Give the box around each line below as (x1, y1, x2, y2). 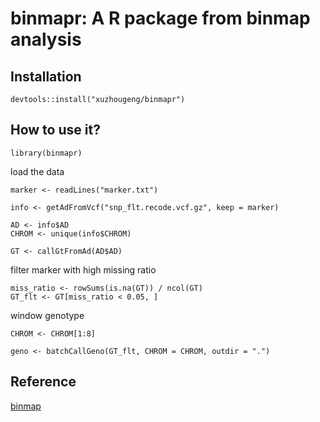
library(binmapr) (10, 148, 83, 158)
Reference (10, 373, 77, 391)
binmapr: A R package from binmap (10, 7, 311, 30)
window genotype (10, 309, 85, 321)
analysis (10, 28, 82, 51)
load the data (10, 165, 65, 177)
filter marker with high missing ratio (10, 263, 157, 276)
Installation (10, 68, 82, 85)
